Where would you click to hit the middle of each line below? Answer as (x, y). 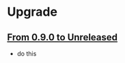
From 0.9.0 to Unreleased (62, 37)
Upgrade (32, 12)
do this (27, 53)
